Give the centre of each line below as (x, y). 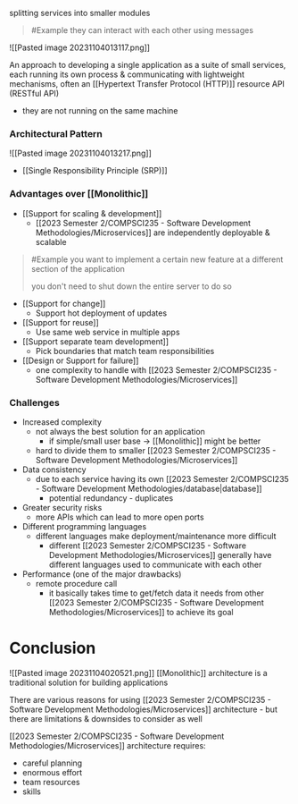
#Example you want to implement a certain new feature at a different (157, 259)
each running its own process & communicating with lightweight (127, 74)
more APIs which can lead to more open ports (120, 517)
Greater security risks (62, 507)
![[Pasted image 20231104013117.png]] (79, 47)
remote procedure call (76, 583)
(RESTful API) (34, 93)
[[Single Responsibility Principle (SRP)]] (95, 171)
